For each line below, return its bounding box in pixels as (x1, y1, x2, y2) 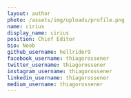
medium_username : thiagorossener (7, 81, 103, 88)
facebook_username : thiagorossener (7, 55, 110, 62)
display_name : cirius (7, 29, 70, 37)
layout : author (7, 10, 51, 17)
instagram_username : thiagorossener (7, 68, 112, 75)
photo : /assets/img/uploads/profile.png (7, 17, 125, 23)
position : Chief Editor (7, 36, 76, 43)
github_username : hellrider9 (7, 49, 91, 56)
